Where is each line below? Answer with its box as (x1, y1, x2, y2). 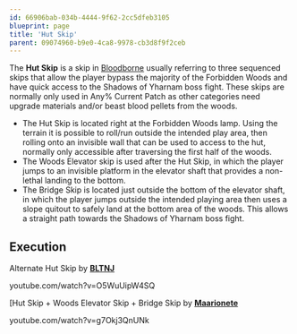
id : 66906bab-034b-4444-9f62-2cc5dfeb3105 (9, 13, 170, 22)
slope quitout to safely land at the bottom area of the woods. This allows (21, 203, 289, 215)
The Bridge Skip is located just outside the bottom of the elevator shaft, (21, 184, 285, 195)
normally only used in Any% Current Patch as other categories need (9, 91, 261, 102)
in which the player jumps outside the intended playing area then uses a (21, 194, 288, 205)
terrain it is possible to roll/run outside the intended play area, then (21, 127, 268, 139)
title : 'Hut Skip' (9, 30, 78, 39)
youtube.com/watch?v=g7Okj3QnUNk (9, 315, 149, 326)
